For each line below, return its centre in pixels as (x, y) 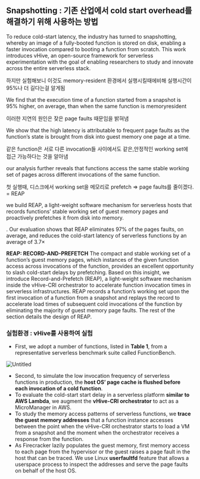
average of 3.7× (26, 242)
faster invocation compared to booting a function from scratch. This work (96, 49)
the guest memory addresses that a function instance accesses (94, 420)
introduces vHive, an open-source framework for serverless (80, 55)
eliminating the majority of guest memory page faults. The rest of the (91, 310)
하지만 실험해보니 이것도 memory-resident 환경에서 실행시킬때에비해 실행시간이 (99, 80)
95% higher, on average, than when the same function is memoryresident (96, 106)
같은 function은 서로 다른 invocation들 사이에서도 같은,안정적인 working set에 (97, 149)
